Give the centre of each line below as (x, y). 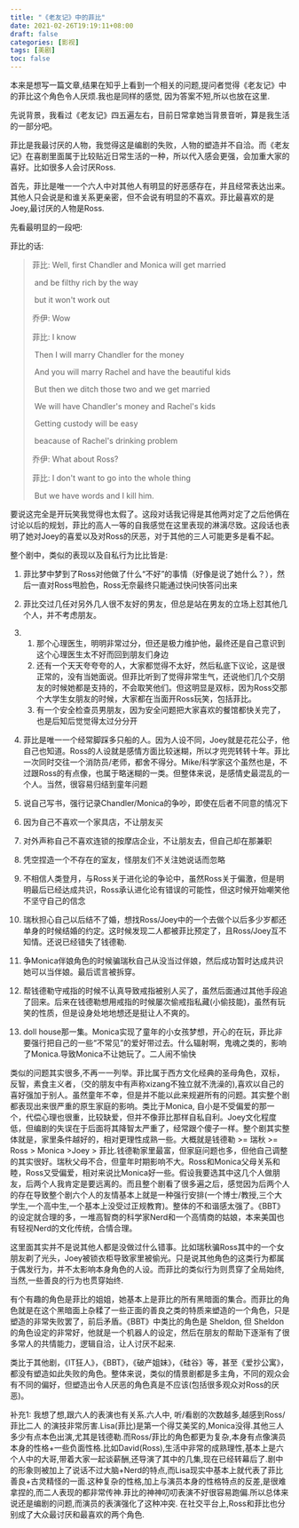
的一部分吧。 (33, 126)
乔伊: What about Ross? (75, 459)
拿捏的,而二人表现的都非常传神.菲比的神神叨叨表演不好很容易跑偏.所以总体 (146, 1492)
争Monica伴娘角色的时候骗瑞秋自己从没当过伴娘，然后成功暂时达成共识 (153, 961)
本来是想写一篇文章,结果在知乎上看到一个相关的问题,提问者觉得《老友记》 (145, 85)
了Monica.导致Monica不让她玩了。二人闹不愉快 (110, 1054)
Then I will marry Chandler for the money (109, 355)
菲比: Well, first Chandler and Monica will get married (129, 265)
